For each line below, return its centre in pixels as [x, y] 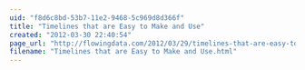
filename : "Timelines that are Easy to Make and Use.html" [123, 52]
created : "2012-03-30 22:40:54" [70, 35]
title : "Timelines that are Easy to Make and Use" [107, 26]
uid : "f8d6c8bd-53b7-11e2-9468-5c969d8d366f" [97, 18]
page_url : [28, 43]
